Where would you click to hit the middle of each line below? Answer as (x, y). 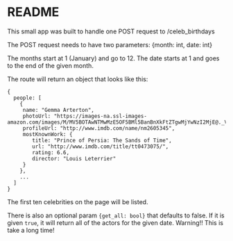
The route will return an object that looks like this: (78, 79)
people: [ (27, 98)
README (33, 12)
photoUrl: (37, 116)
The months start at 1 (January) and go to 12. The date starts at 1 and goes (113, 58)
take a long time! (31, 230)
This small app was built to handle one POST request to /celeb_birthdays (111, 31)
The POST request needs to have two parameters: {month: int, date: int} (110, 44)
